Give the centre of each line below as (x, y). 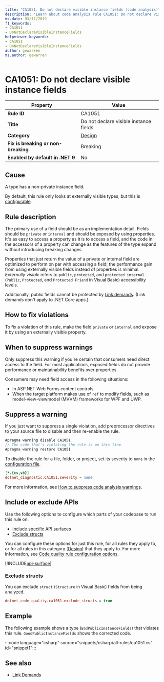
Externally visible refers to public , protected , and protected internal (75, 274)
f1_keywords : (18, 23)
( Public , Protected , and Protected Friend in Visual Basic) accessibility (76, 280)
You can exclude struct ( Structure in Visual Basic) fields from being (74, 587)
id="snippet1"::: (21, 648)
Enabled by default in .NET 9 (41, 158)
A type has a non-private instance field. (45, 187)
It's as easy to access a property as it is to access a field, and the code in (79, 239)
